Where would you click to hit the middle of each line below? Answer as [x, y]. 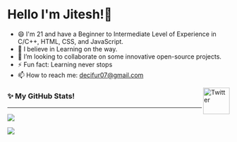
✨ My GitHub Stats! [41, 96]
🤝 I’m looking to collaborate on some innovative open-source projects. [120, 57]
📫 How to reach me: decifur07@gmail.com [80, 75]
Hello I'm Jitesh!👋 [60, 14]
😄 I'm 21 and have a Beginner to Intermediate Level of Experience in [117, 34]
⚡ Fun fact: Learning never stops [65, 64]
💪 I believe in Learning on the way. [67, 49]
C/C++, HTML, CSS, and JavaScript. [70, 41]
